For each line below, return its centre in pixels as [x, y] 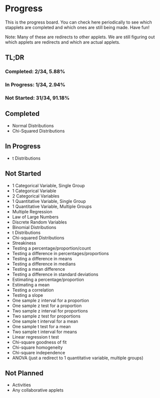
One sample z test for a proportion [47, 306]
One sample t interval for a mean [45, 321]
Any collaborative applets [38, 390]
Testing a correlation [33, 290]
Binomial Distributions [34, 227]
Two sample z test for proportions [46, 316]
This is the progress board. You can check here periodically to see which [79, 22]
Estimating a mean [31, 284]
